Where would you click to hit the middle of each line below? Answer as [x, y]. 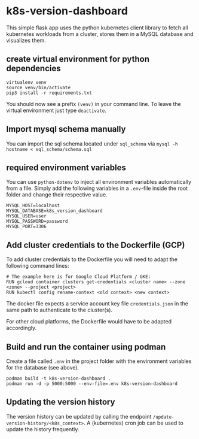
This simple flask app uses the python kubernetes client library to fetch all [97, 28]
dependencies [33, 69]
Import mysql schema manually [66, 129]
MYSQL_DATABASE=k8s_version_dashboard [54, 211]
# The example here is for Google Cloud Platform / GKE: [79, 277]
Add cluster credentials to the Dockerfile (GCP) [96, 245]
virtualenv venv [26, 82]
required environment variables [66, 167]
